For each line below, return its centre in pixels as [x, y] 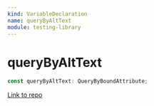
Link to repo [25, 95]
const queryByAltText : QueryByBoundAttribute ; [78, 81]
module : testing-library [44, 27]
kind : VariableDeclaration [47, 14]
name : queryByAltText [40, 21]
